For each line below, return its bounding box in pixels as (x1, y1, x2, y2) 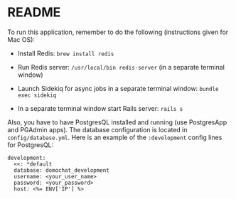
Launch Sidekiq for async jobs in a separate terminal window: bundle (17, 84, 219, 92)
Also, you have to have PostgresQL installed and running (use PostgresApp (7, 118, 227, 127)
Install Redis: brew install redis (17, 49, 114, 58)
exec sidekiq (17, 92, 57, 99)
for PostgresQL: (7, 140, 54, 149)
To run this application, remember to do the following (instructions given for (7, 28, 229, 36)
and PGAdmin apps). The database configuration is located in (7, 125, 188, 134)
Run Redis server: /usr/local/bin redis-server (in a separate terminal (17, 63, 225, 71)
